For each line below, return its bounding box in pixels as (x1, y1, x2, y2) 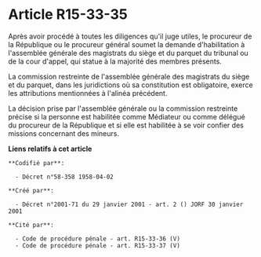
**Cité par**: (8, 221, 55, 229)
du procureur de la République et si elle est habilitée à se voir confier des (8, 120, 245, 130)
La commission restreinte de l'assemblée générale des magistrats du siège (8, 72, 250, 81)
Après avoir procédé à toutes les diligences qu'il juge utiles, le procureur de (8, 31, 252, 41)
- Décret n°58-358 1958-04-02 (15, 173, 114, 181)
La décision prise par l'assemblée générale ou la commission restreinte (8, 104, 238, 113)
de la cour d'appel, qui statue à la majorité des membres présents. (8, 57, 222, 66)
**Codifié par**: (8, 159, 65, 167)
